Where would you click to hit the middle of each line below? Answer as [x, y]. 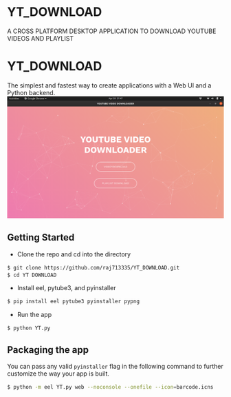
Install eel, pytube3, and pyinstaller [66, 288]
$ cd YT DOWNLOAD [32, 275]
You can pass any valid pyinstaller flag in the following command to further [115, 366]
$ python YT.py [29, 328]
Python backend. [31, 92]
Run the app [34, 315]
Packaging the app [48, 350]
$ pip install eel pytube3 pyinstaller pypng [73, 302]
